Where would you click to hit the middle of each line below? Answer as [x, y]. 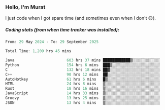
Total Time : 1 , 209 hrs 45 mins [38, 51]
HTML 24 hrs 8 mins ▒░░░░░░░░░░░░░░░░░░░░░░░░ [82, 84]
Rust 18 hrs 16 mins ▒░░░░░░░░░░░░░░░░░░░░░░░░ [82, 89]
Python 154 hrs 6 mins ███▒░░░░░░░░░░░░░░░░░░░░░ [82, 65]
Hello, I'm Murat [25, 7]
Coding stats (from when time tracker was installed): [62, 29]
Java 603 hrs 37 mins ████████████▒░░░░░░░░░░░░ [82, 60]
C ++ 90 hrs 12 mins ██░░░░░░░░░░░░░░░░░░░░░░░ [82, 75]
